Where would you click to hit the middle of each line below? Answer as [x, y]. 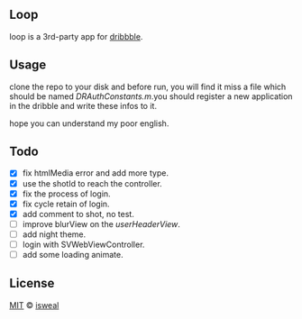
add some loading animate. [73, 254]
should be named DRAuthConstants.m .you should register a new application [151, 96]
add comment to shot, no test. [78, 214]
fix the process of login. [66, 194]
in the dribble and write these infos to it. [83, 105]
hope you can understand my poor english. [89, 123]
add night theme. [54, 234]
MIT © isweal [34, 305]
